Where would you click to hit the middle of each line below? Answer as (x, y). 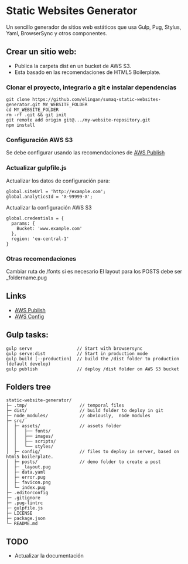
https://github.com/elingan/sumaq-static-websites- (96, 100)
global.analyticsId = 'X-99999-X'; (49, 197)
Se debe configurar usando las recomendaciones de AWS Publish (86, 153)
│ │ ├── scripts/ (31, 441)
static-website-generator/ (39, 400)
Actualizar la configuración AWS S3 (49, 207)
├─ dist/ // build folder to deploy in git (85, 411)
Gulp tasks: (27, 335)
